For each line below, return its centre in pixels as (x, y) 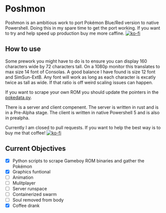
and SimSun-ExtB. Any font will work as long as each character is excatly (80, 77)
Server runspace (30, 188)
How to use (23, 49)
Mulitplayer (24, 183)
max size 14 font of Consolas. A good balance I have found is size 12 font (80, 72)
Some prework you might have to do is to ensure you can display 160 (76, 61)
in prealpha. (17, 118)
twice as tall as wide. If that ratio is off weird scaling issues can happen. (79, 82)
